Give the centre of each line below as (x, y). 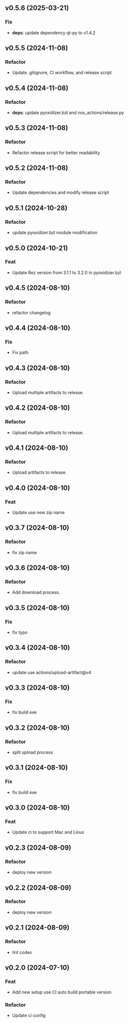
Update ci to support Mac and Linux (48, 832)
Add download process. (36, 592)
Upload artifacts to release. (39, 472)
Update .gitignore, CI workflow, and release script (62, 72)
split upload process (33, 752)
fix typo (20, 632)
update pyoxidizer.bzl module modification (55, 232)
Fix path (20, 352)
